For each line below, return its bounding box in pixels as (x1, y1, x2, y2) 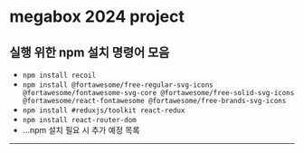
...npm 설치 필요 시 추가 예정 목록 (22, 125, 140, 135)
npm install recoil (22, 71, 97, 80)
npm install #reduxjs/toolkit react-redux (22, 106, 185, 115)
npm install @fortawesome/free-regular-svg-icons (22, 81, 214, 90)
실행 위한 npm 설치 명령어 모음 (9, 44, 170, 60)
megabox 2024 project (9, 6, 185, 27)
